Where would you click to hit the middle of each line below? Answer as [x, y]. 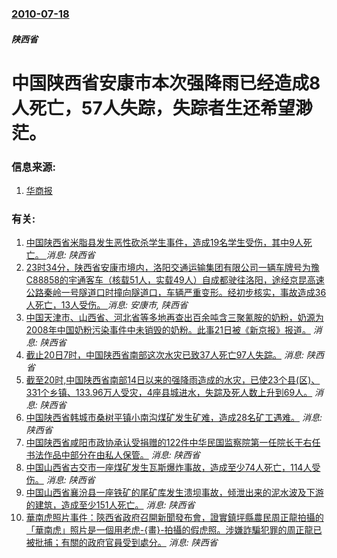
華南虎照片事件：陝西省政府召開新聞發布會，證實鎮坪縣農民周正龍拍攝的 [174, 518]
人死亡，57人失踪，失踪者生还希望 [153, 108]
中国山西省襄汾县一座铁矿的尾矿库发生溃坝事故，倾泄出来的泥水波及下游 [174, 493]
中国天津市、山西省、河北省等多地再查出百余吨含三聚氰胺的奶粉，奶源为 [174, 318]
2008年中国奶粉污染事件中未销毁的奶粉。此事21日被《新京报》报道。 [168, 330]
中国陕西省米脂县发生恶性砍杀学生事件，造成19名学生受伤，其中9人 [164, 243]
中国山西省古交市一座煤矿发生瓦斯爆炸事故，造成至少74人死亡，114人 [169, 468]
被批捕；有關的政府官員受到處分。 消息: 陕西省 [121, 543]
